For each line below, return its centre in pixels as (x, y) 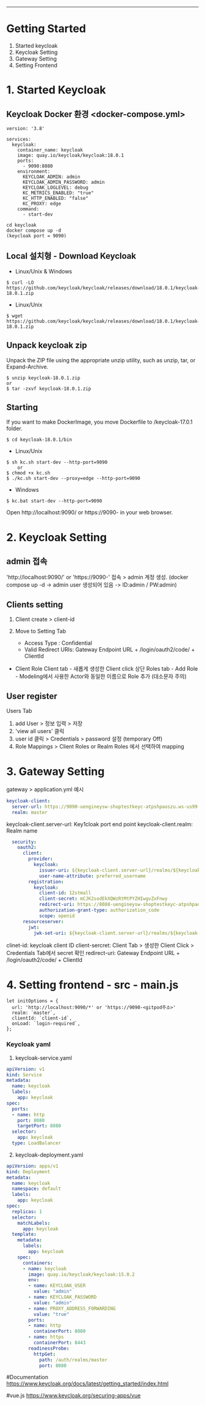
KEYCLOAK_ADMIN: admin (51, 177)
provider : (41, 859)
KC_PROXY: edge (42, 204)
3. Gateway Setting (56, 771)
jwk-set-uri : (50, 933)
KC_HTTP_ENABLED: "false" (55, 198)
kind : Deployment (28, 1171)
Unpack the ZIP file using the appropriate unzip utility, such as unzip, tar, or (101, 360)
